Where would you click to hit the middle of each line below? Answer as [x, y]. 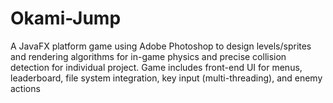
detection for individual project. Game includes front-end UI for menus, [156, 67]
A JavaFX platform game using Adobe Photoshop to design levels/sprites [161, 46]
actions [25, 88]
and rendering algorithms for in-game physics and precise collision [148, 56]
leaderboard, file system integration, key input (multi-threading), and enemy [166, 78]
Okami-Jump [66, 18]
